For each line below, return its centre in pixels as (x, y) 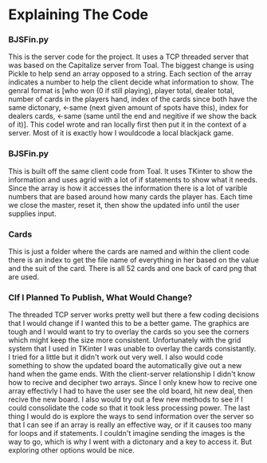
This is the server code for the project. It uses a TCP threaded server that (128, 57)
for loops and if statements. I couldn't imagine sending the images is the (127, 434)
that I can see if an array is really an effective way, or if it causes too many (130, 425)
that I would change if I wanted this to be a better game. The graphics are (129, 324)
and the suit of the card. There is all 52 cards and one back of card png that (133, 269)
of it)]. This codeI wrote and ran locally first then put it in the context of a (128, 124)
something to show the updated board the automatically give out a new (125, 366)
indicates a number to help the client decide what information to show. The (131, 82)
